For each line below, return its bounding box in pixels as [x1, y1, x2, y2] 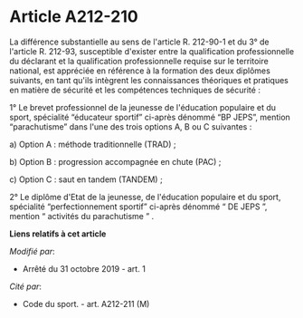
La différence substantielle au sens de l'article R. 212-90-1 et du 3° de [9, 36, 270, 47]
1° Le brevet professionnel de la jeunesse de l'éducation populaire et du [9, 101, 277, 112]
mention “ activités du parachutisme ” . [9, 210, 155, 221]
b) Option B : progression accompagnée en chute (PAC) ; [9, 156, 222, 167]
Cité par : [9, 281, 43, 292]
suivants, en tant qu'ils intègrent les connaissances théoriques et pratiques [9, 74, 289, 85]
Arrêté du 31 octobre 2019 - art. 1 [22, 263, 147, 274]
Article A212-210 [9, 6, 138, 27]
